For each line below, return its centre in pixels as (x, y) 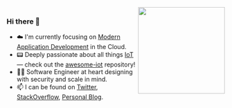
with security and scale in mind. (62, 80)
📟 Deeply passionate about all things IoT (75, 55)
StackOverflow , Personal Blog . (60, 97)
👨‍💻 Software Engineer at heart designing (74, 72)
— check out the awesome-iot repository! (76, 64)
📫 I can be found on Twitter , (57, 87)
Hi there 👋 (24, 21)
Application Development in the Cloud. (71, 47)
